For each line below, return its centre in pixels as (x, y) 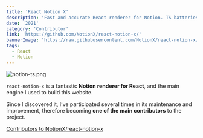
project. (16, 117)
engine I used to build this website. (50, 92)
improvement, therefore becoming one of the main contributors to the (94, 110)
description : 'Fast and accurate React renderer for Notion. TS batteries (102, 18)
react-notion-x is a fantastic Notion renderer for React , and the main (93, 86)
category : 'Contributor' (37, 29)
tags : (13, 46)
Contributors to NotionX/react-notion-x (55, 128)
